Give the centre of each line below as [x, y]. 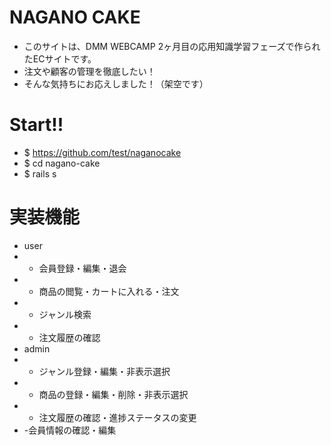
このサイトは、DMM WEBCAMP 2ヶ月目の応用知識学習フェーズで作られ [172, 46]
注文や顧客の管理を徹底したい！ [89, 71]
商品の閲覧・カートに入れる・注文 [109, 291]
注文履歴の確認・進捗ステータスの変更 [117, 417]
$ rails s [40, 173]
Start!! [36, 125]
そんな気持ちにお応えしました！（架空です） [116, 83]
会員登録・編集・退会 [82, 268]
